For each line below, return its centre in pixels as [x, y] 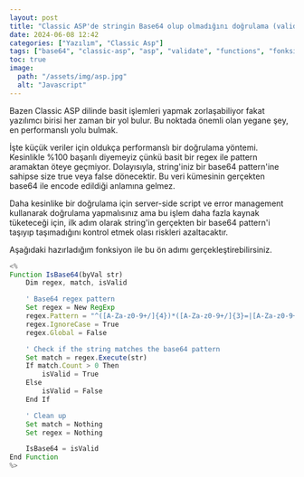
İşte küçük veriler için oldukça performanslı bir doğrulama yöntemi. [134, 147]
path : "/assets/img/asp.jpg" [72, 77]
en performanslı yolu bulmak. [64, 130]
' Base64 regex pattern [71, 299]
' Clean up [46, 416]
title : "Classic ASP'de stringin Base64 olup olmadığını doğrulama [139, 26]
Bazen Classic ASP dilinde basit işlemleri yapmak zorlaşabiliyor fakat [137, 110]
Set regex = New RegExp [71, 308]
